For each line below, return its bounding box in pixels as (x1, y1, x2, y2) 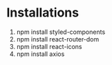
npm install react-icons (16, 42, 82, 50)
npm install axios (16, 50, 65, 58)
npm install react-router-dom (16, 35, 100, 43)
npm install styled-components (16, 28, 106, 36)
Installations (6, 5, 80, 21)
